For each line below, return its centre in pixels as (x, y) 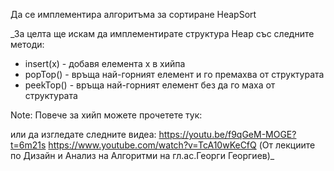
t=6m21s (28, 145)
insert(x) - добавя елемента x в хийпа (105, 63)
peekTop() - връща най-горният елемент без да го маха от (150, 85)
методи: (27, 44)
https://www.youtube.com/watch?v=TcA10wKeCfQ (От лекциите (182, 145)
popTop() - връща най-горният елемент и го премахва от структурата (174, 74)
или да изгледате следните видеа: (83, 134)
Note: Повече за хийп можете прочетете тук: (106, 115)
